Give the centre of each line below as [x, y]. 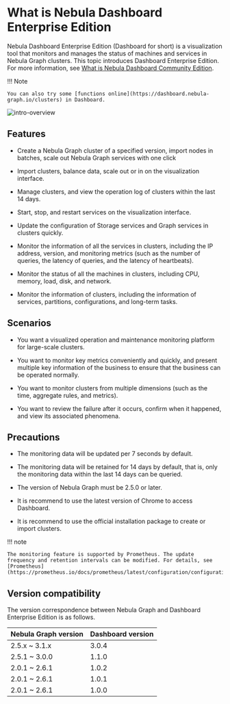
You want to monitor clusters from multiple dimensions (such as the [112, 388]
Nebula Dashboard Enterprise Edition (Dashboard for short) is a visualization [115, 46]
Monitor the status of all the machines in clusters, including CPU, [108, 274]
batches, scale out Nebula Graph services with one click [97, 158]
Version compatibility [54, 593]
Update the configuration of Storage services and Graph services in [113, 225]
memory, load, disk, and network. [64, 281]
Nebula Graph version [47, 634]
